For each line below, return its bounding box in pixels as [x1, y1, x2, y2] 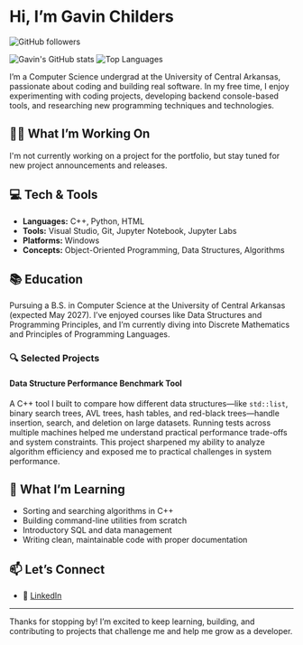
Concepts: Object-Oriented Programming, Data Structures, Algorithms [22, 244, 286, 255]
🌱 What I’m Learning [9, 481, 126, 497]
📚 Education [9, 271, 84, 286]
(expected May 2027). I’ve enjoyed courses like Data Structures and [9, 310, 262, 321]
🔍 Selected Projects [9, 352, 100, 365]
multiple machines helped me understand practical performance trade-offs [9, 426, 288, 437]
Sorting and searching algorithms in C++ [22, 506, 174, 517]
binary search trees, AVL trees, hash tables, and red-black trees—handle [9, 407, 280, 418]
